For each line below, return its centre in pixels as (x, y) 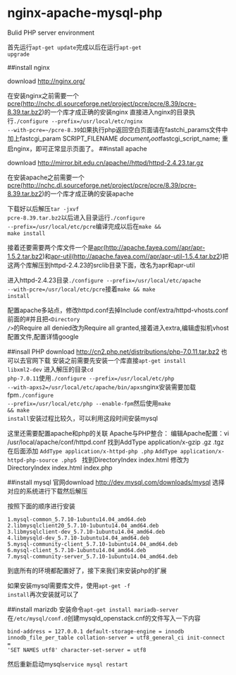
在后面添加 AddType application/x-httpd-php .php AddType (92, 450)
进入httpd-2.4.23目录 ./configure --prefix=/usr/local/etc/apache (104, 280)
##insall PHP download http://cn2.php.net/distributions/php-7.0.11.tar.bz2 (113, 352)
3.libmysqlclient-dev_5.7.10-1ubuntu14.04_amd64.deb (86, 532)
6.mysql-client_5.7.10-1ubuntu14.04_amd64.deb (77, 550)
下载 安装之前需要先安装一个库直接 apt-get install (112, 360)
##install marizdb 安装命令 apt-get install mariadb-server (93, 609)
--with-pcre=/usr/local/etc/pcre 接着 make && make (81, 289)
